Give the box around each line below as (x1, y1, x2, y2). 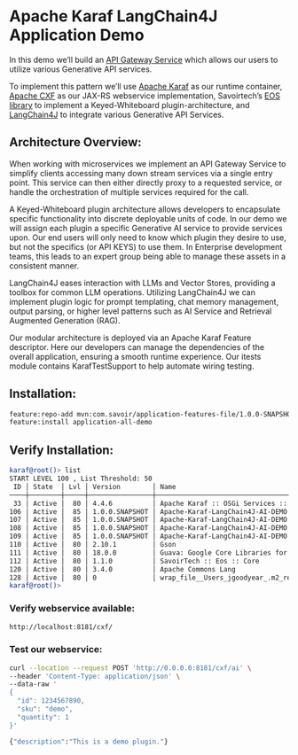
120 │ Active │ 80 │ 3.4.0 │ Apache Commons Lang (9, 564, 237, 573)
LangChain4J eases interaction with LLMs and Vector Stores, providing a (9, 277, 276, 288)
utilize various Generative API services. (9, 64, 153, 74)
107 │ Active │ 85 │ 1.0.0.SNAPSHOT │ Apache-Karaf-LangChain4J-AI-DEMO (9, 516, 288, 525)
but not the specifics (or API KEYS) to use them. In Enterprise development (9, 241, 283, 252)
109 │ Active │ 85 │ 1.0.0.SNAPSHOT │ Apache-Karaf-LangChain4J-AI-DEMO (9, 532, 288, 541)
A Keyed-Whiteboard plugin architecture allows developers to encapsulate (9, 204, 281, 214)
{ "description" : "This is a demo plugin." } (9, 737, 169, 746)
